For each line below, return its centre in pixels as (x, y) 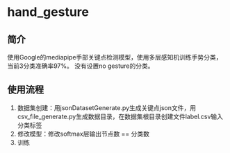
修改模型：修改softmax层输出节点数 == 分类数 (83, 134)
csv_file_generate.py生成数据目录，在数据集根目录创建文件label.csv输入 (120, 116)
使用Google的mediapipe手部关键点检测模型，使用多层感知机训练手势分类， (115, 57)
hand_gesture (48, 12)
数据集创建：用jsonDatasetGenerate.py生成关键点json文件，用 (107, 107)
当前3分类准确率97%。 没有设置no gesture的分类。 (81, 66)
